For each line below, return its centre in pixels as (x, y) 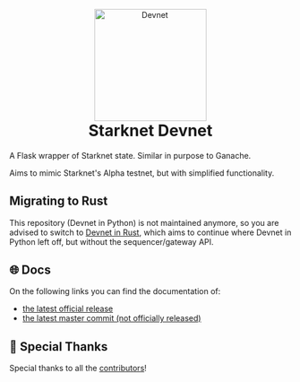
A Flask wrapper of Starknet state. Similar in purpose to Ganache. (130, 155)
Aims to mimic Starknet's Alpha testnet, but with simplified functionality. (142, 173)
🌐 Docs (30, 269)
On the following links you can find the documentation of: (115, 291)
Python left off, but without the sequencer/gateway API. (111, 241)
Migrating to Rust (59, 201)
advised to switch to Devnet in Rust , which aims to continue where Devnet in (150, 232)
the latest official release (68, 308)
